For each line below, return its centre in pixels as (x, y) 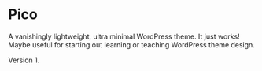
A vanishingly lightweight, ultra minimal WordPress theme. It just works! (124, 36)
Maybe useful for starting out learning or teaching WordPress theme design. (132, 44)
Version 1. (24, 60)
